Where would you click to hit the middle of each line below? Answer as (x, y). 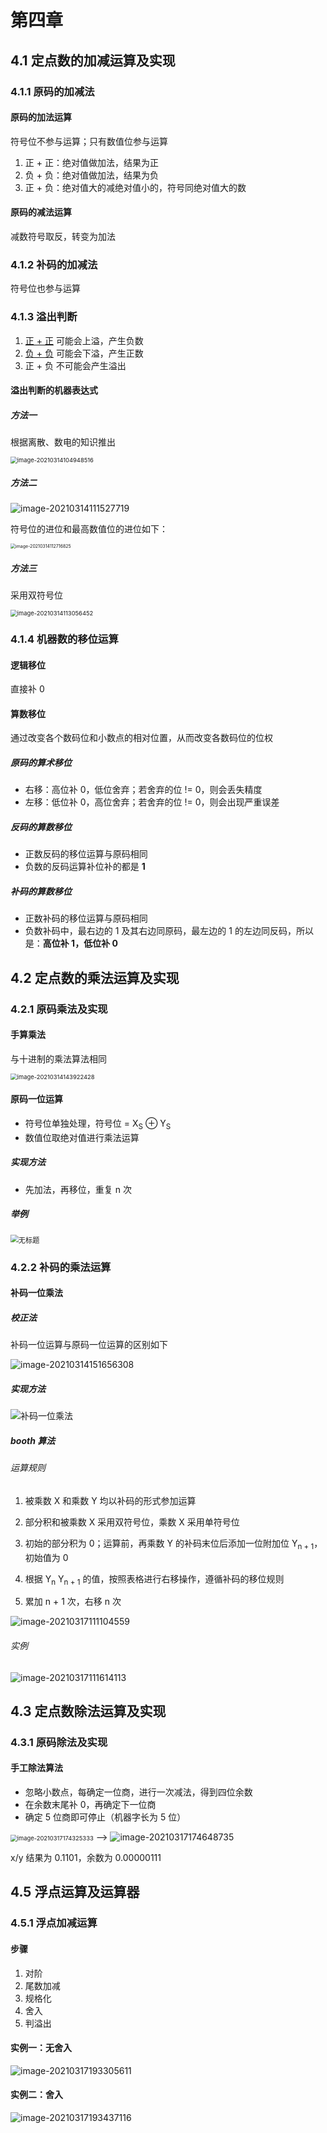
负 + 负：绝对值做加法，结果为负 (91, 175)
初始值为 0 (46, 1557)
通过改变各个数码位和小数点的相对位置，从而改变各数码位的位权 (141, 738)
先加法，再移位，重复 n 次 (78, 1189)
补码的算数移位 (41, 891)
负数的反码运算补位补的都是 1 (85, 867)
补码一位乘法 (36, 1293)
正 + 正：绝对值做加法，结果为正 (91, 162)
